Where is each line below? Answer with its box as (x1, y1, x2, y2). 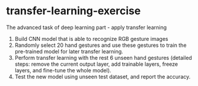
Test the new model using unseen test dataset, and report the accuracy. (14, 73, 191, 80)
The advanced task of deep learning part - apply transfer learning (6, 24, 167, 31)
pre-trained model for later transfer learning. (14, 47, 123, 55)
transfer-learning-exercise (6, 4, 141, 18)
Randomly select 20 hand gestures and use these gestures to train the (14, 42, 187, 49)
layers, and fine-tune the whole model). (14, 66, 111, 74)
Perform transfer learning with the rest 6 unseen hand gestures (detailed (14, 54, 193, 61)
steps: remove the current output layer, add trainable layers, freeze (14, 60, 178, 68)
